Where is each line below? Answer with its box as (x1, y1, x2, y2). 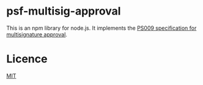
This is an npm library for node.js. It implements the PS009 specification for (6, 24, 197, 32)
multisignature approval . (6, 30, 67, 38)
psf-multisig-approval (6, 4, 121, 18)
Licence (6, 52, 48, 66)
